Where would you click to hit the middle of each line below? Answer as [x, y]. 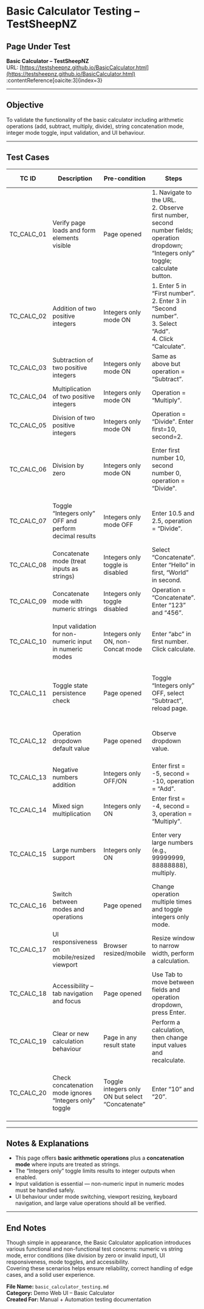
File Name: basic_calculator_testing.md [58, 1287]
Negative [65, 770]
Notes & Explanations [48, 1144]
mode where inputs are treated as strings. [67, 1165]
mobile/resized [74, 957]
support [64, 857]
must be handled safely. [45, 1190]
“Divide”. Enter [172, 421]
